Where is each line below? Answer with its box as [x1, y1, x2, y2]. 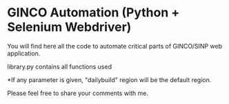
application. [7, 49, 41, 57]
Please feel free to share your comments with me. [7, 89, 149, 97]
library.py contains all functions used [7, 62, 112, 70]
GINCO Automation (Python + [7, 5, 180, 21]
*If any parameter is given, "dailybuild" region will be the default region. [7, 75, 212, 83]
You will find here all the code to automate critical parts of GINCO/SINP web [7, 42, 223, 50]
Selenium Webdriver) [7, 19, 132, 35]
